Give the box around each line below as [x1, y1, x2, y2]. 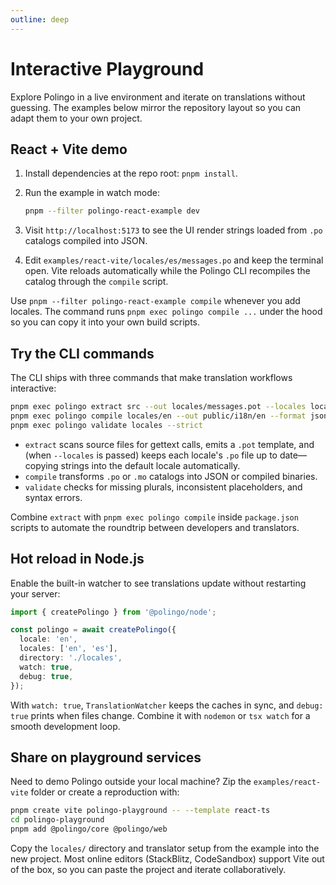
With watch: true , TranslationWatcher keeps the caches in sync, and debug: [10, 699, 324, 711]
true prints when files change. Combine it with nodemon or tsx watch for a [10, 709, 311, 721]
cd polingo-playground [10, 815, 105, 825]
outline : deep [10, 14, 70, 25]
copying [24, 459, 59, 471]
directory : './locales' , [19, 653, 123, 663]
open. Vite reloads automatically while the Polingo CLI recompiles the [24, 265, 311, 277]
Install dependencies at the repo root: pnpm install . [24, 167, 238, 180]
